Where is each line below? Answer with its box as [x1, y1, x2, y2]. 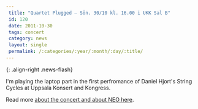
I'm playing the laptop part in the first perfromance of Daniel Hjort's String [6, 77, 192, 85]
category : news [8, 35, 47, 42]
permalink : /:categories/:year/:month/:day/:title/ [8, 49, 143, 55]
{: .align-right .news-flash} [6, 66, 73, 73]
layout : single [8, 42, 47, 48]
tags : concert [8, 29, 45, 35]
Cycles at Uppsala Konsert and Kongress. [6, 84, 111, 91]
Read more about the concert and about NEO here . [6, 96, 134, 103]
